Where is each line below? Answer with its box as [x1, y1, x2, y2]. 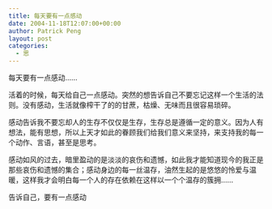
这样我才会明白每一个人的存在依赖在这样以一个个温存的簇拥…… [22, 175, 234, 185]
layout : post [8, 34, 53, 43]
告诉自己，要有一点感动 [8, 192, 87, 202]
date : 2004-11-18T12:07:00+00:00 [8, 19, 121, 28]
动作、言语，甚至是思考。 [15, 138, 101, 147]
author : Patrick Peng [8, 27, 82, 35]
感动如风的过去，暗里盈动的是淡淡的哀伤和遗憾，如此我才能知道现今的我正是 [8, 155, 264, 164]
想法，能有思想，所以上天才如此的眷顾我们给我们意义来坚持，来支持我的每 [8, 127, 257, 137]
